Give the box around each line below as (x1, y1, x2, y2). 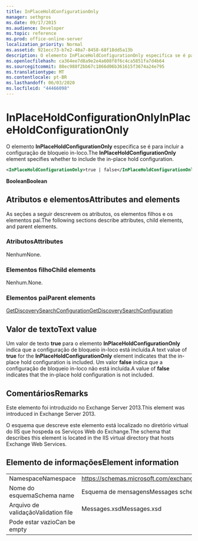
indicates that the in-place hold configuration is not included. (6, 371, 154, 378)
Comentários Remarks (6, 388, 88, 398)
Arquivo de (9, 501, 39, 509)
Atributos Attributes (6, 237, 64, 245)
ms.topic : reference (6, 31, 57, 37)
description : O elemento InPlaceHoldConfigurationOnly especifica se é (6, 53, 186, 58)
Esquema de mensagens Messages (81, 487, 179, 496)
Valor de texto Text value (6, 324, 97, 334)
